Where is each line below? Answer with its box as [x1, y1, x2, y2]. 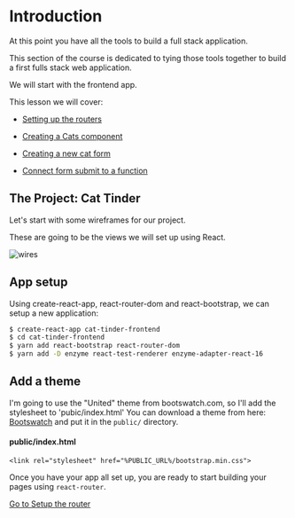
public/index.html [9, 436, 77, 447]
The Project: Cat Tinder [9, 191, 141, 206]
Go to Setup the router [9, 498, 91, 509]
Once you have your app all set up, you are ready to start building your [9, 472, 268, 483]
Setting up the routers [21, 114, 103, 124]
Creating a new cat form [21, 148, 111, 159]
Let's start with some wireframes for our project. [9, 215, 186, 225]
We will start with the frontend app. [9, 79, 137, 90]
